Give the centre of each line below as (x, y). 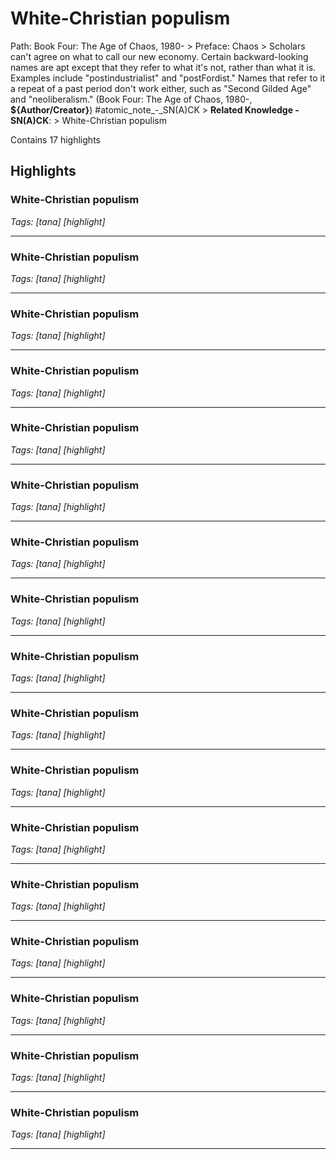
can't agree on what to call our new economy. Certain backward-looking (159, 56)
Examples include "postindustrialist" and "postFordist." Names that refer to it (168, 78)
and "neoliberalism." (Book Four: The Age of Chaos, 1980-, (131, 99)
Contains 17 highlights (55, 139)
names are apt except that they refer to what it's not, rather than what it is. (163, 67)
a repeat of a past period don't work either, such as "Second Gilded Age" (161, 88)
